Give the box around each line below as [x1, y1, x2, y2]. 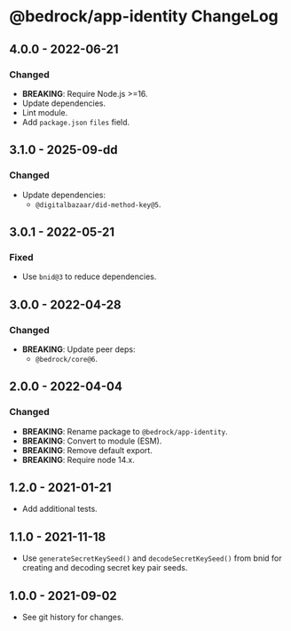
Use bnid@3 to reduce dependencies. [21, 271, 157, 282]
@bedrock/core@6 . [35, 353, 98, 363]
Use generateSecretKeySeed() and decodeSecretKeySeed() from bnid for [21, 553, 282, 563]
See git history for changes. [21, 611, 124, 623]
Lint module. [21, 107, 68, 117]
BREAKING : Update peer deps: [21, 344, 136, 355]
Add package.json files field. [21, 116, 130, 127]
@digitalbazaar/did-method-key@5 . [35, 198, 161, 210]
